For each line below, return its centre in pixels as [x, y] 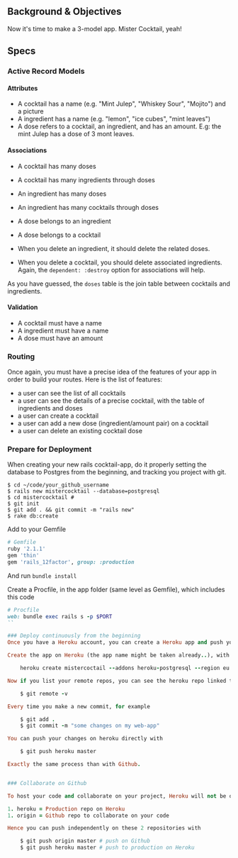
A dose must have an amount [60, 338]
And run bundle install [42, 575]
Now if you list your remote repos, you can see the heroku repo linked [117, 681]
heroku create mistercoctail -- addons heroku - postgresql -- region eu [125, 668]
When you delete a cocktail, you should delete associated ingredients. [120, 262]
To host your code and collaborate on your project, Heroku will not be [117, 796]
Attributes [23, 88]
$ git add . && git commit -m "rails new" [71, 510]
